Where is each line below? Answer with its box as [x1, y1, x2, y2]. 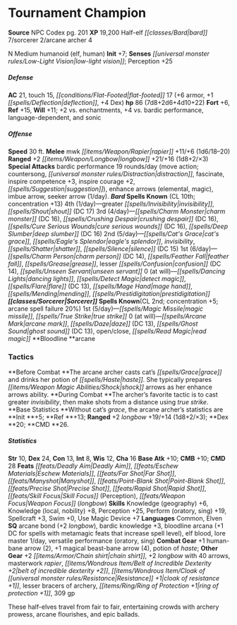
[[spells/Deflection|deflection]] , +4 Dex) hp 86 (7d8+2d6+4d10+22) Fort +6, [8, 98, 230, 106]
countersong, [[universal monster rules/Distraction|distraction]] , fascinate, [8, 169, 225, 178]
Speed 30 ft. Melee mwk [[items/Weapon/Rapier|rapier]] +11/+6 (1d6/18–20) [8, 147, 231, 156]
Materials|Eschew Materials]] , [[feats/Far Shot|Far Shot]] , [8, 469, 177, 478]
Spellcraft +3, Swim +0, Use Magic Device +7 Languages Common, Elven [8, 514, 223, 523]
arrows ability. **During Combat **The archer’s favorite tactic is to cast [8, 390, 218, 399]
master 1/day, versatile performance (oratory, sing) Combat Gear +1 [8, 537, 205, 545]
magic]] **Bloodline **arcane [8, 334, 96, 342]
